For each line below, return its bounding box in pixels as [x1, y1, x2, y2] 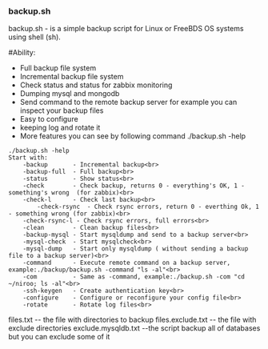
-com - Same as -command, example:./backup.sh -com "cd [22, 273, 246, 281]
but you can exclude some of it [8, 332, 110, 342]
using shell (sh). [8, 32, 62, 42]
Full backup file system [19, 63, 97, 73]
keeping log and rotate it [19, 122, 101, 133]
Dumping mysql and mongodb [19, 89, 120, 98]
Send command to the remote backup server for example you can [19, 98, 238, 107]
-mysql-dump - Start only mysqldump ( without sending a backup [22, 245, 249, 253]
